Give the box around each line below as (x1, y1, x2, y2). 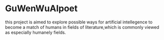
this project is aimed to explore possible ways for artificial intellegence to (5, 19, 153, 25)
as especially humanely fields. (5, 29, 66, 35)
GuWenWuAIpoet (5, 3, 78, 14)
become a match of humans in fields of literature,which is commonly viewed (5, 24, 160, 30)
